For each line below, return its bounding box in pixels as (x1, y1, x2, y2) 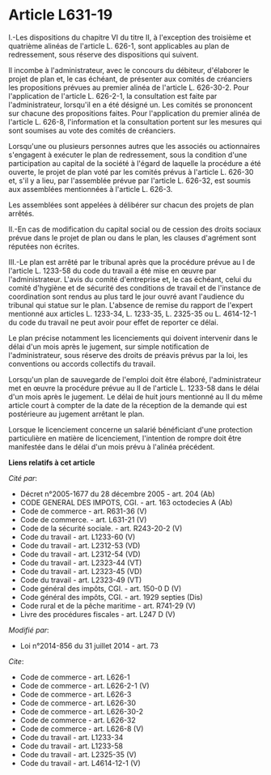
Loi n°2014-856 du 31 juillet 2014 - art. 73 (19, 641, 159, 650)
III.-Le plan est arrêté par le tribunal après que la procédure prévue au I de (8, 257, 256, 266)
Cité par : (8, 473, 38, 483)
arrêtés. (8, 208, 35, 218)
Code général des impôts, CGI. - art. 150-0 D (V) (19, 583, 182, 593)
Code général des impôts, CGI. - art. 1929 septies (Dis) (19, 592, 204, 602)
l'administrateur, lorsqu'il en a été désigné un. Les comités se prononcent (8, 100, 253, 109)
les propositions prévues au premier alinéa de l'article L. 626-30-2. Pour (8, 83, 249, 92)
